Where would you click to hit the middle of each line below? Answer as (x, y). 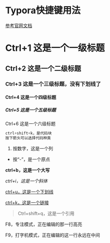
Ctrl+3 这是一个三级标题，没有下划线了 (53, 84)
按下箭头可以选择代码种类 (28, 138)
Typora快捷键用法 (43, 10)
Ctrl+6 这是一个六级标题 (31, 124)
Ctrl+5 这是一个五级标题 (31, 110)
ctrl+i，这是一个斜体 (26, 181)
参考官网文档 (19, 25)
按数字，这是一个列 (33, 148)
